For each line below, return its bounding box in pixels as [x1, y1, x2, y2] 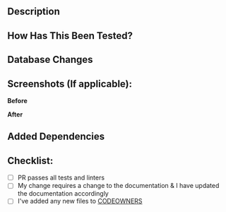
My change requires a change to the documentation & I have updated [17, 182, 220, 190]
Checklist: [7, 155, 54, 167]
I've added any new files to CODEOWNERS [17, 197, 143, 206]
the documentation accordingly [17, 189, 109, 198]
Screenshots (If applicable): [7, 78, 133, 90]
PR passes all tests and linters [17, 173, 105, 182]
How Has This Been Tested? [7, 30, 133, 42]
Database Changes [7, 54, 93, 66]
